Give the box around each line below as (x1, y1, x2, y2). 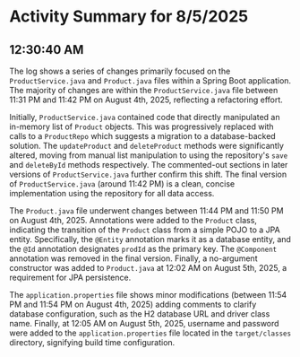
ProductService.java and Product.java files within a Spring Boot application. (9, 75, 292, 86)
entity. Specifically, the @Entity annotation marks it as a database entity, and (9, 234, 291, 244)
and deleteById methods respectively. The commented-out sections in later (9, 160, 288, 170)
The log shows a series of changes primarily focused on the (9, 65, 231, 76)
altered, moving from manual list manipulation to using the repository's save (9, 150, 288, 161)
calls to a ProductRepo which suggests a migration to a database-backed (9, 131, 276, 141)
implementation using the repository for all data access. (9, 188, 215, 198)
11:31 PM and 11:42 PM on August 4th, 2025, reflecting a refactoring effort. (9, 94, 284, 105)
